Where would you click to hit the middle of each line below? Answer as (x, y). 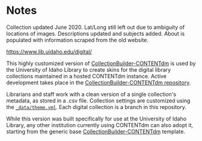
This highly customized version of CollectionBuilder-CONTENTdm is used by (101, 63)
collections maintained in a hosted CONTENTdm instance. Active (87, 76)
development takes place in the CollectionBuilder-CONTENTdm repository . (99, 83)
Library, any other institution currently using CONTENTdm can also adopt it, (100, 125)
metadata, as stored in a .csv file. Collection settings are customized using (98, 101)
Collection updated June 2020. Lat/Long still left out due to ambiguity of (96, 27)
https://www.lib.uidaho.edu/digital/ (49, 51)
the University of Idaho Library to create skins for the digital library (89, 69)
